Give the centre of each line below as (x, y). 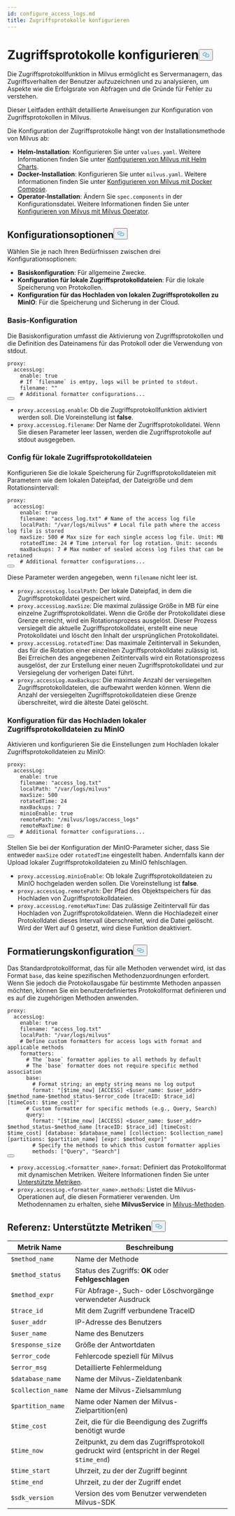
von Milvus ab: (28, 139)
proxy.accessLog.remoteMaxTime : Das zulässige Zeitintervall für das (113, 906)
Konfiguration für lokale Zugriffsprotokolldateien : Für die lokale (111, 280)
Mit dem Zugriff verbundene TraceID (135, 1310)
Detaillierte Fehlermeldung (118, 1367)
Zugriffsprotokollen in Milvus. (49, 118)
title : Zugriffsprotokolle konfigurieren (69, 20)
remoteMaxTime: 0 (45, 826)
